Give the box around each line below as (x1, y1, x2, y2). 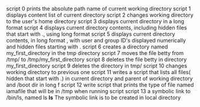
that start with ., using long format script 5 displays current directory (6, 30, 175, 38)
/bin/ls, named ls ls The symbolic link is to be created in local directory (6, 94, 181, 101)
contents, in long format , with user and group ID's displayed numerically (6, 37, 186, 44)
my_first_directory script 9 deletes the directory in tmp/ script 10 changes (6, 62, 187, 69)
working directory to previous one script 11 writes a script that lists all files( (6, 69, 191, 75)
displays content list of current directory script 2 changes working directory (6, 11, 194, 19)
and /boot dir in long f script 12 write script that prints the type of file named (6, 81, 194, 88)
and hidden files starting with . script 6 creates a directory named (6, 43, 168, 50)
